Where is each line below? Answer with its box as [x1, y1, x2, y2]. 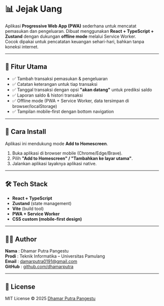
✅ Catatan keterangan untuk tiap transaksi [12, 81, 98, 87]
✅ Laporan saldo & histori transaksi [12, 92, 83, 98]
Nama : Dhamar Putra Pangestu [5, 248, 69, 254]
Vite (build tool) [12, 206, 44, 212]
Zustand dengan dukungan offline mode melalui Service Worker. [5, 33, 137, 39]
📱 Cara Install [5, 127, 46, 136]
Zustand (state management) [12, 201, 72, 206]
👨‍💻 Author [5, 235, 37, 243]
